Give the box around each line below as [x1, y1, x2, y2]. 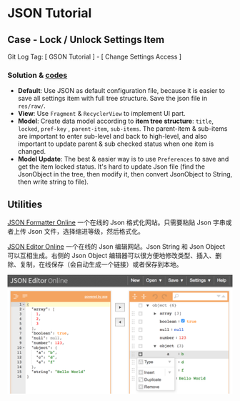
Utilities [7, 198, 43, 210]
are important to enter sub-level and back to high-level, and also [17, 132, 207, 141]
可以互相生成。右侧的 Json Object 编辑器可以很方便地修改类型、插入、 [7, 252, 216, 260]
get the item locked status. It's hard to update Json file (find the [17, 162, 206, 171]
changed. [17, 147, 46, 156]
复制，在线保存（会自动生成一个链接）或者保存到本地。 [19, 260, 183, 269]
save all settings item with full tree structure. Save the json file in [17, 94, 208, 103]
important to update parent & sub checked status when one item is [17, 139, 214, 148]
